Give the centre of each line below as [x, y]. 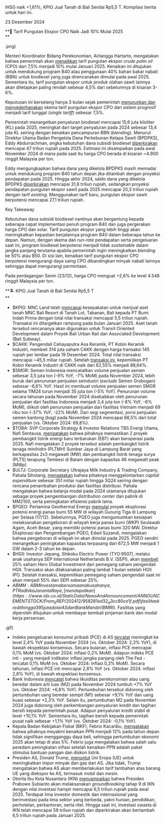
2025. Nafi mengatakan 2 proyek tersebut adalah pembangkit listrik [81, 444]
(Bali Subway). [27, 339]
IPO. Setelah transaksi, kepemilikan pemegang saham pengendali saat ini [86, 575]
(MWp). [20, 465]
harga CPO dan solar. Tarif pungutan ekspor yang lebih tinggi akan [73, 229]
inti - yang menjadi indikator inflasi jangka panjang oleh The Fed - [79, 658]
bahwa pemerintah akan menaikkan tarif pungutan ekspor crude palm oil [79, 61]
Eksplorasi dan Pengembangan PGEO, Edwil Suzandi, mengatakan [79, 533]
